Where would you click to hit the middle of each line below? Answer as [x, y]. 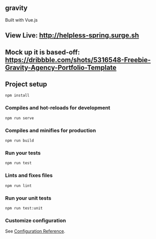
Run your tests [23, 153]
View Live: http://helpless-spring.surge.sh [72, 36]
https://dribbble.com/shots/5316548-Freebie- [78, 60]
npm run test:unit [24, 208]
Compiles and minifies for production [50, 130]
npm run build [20, 141]
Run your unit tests [28, 198]
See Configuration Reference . [35, 231]
